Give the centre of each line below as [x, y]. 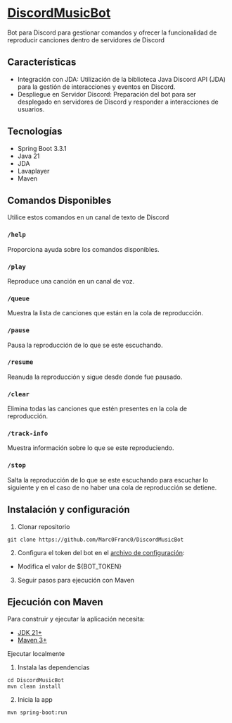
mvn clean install [34, 687]
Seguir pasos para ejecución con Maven [76, 580]
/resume [20, 362]
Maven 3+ [32, 640]
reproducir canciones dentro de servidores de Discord [86, 40]
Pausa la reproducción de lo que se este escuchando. [85, 345]
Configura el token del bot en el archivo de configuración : [101, 552]
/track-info [28, 434]
